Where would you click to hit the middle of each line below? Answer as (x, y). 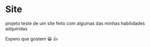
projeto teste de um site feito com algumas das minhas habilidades (75, 23)
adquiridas (17, 28)
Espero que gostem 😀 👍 (32, 38)
